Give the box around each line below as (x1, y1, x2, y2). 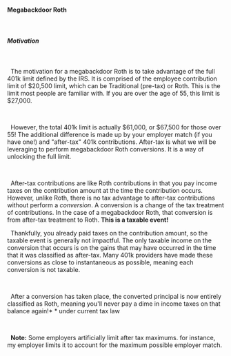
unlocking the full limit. (7, 152, 72, 161)
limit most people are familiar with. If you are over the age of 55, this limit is (7, 90, 221, 98)
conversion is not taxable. (7, 266, 81, 274)
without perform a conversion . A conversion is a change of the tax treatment (7, 201, 224, 209)
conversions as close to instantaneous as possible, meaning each (7, 258, 194, 266)
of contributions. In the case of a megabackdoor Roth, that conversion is (7, 209, 213, 217)
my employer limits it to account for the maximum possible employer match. (7, 341, 223, 349)
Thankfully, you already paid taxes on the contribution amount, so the (10, 229, 208, 238)
